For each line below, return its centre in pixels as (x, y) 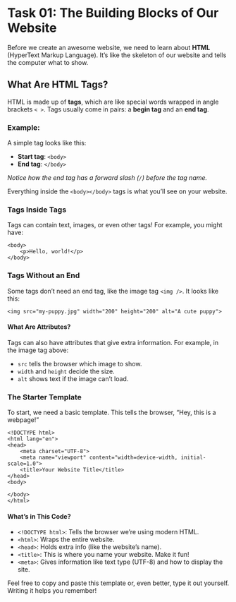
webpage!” (23, 420)
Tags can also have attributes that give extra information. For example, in (113, 342)
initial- (193, 458)
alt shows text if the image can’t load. (73, 378)
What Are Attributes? (39, 327)
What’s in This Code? (39, 516)
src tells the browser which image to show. (80, 363)
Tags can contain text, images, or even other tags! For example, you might (115, 225)
